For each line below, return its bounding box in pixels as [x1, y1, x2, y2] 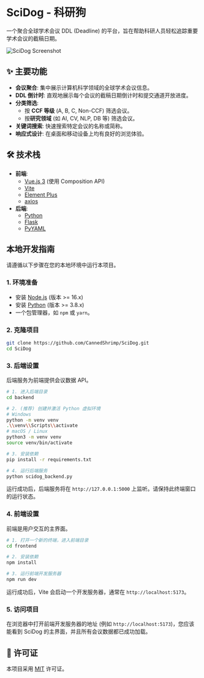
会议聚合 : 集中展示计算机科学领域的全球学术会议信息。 [15, 84, 153, 91]
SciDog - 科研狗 [6, 6, 86, 20]
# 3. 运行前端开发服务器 [6, 571, 61, 577]
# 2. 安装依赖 [6, 554, 39, 560]
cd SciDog [6, 345, 32, 352]
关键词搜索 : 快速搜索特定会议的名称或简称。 [15, 122, 126, 130]
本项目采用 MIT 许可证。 [6, 665, 68, 672]
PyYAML [24, 225, 46, 232]
